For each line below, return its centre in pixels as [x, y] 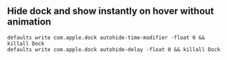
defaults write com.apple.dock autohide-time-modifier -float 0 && [106, 37]
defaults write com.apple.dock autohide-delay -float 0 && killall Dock [114, 49]
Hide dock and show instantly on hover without [111, 11]
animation [29, 22]
